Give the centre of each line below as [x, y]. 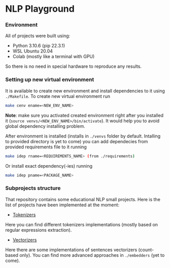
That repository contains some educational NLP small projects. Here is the [83, 199]
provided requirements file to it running [46, 147]
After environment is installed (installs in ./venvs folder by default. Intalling [83, 136]
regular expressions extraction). [39, 230]
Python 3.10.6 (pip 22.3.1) [39, 46]
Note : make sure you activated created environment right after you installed [84, 115]
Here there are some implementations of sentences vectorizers [71, 250]
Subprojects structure [33, 188]
